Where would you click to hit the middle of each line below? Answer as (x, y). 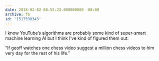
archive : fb (17, 14)
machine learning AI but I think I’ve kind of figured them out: (67, 38)
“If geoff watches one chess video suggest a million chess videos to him (80, 48)
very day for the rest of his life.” (38, 53)
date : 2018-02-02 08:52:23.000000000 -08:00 (52, 10)
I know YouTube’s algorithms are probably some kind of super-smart (75, 33)
